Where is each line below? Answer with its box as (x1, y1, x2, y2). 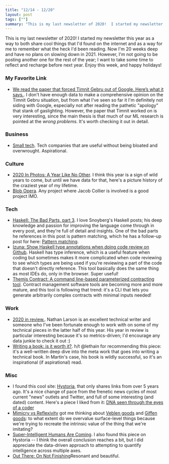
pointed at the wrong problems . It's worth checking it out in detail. (12, 118, 149, 124)
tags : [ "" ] (5, 17, 28, 22)
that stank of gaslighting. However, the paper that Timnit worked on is (12, 107, 157, 113)
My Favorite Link (5, 75, 47, 82)
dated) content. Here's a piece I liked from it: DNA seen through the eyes (12, 399, 163, 405)
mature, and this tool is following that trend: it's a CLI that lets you (12, 287, 148, 293)
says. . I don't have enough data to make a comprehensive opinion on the (12, 91, 163, 97)
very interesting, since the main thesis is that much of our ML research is (12, 113, 163, 119)
